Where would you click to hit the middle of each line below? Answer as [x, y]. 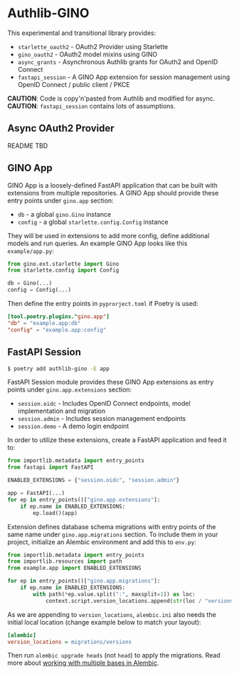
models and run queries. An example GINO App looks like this [97, 243]
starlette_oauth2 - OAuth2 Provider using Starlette [93, 46]
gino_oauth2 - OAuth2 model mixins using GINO [87, 54]
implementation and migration [62, 411]
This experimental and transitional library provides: [82, 33]
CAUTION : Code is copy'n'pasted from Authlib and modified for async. [111, 98]
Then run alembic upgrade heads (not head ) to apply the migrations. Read [114, 655]
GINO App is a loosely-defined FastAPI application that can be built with [113, 185]
